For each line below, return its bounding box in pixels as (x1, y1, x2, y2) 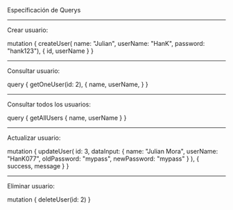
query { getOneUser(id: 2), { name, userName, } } (7, 80, 149, 88)
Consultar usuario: (7, 67, 60, 75)
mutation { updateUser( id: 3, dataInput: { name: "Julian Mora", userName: (7, 147, 218, 155)
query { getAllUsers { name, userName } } (7, 114, 127, 122)
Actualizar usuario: (7, 134, 61, 142)
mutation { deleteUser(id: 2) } (7, 195, 92, 204)
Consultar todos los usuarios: (7, 100, 92, 108)
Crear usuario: (7, 26, 49, 34)
